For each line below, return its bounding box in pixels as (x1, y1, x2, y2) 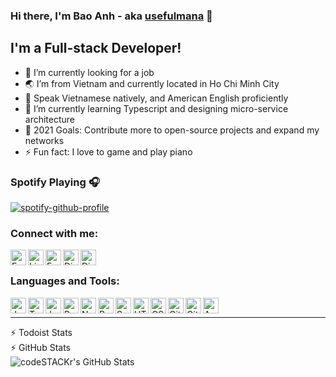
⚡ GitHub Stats (10, 341, 71, 353)
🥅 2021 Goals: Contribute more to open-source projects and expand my (24, 124, 320, 136)
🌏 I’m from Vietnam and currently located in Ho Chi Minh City (24, 77, 280, 89)
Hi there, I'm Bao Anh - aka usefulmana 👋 (10, 9, 213, 23)
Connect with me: (10, 226, 99, 240)
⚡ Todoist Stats (10, 326, 73, 338)
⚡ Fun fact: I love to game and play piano (24, 145, 193, 158)
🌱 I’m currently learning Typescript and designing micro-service (24, 102, 289, 114)
